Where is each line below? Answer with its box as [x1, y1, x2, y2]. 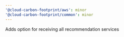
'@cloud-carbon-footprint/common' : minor [5, 12, 94, 17]
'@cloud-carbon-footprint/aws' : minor [5, 7, 87, 13]
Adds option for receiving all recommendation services [5, 26, 119, 32]
